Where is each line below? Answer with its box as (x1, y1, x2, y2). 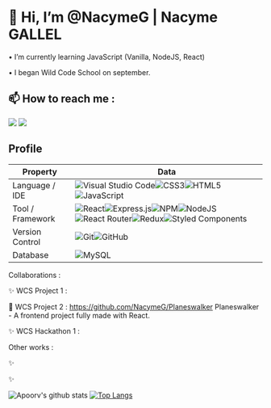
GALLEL (8, 25, 62, 44)
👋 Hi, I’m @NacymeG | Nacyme (8, 8, 219, 27)
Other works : (8, 342, 54, 351)
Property (22, 166, 58, 177)
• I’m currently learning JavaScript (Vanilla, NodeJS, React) (8, 52, 206, 61)
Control (12, 236, 41, 247)
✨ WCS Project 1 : (8, 285, 68, 295)
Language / (12, 179, 56, 191)
